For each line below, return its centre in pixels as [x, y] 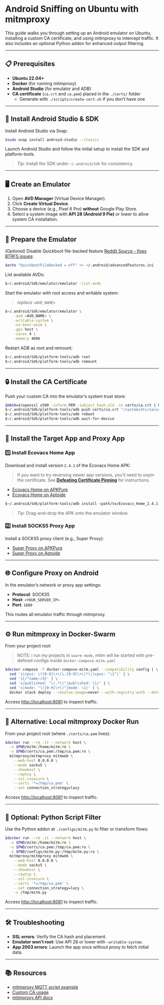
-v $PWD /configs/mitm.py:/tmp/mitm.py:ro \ [54, 852]
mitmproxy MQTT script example [45, 987]
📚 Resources [26, 973]
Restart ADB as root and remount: [39, 348]
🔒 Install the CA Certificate [46, 382]
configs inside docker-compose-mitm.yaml [75, 661]
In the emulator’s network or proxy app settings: [53, 585]
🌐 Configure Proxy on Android [52, 573]
